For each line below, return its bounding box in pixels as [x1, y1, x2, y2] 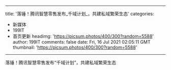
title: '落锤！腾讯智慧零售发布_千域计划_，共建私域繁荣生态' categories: [5, 11, 154, 17]
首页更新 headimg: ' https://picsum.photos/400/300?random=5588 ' [12, 33, 154, 39]
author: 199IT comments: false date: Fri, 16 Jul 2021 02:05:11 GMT [12, 39, 151, 45]
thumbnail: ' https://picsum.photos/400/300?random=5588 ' [12, 44, 137, 50]
